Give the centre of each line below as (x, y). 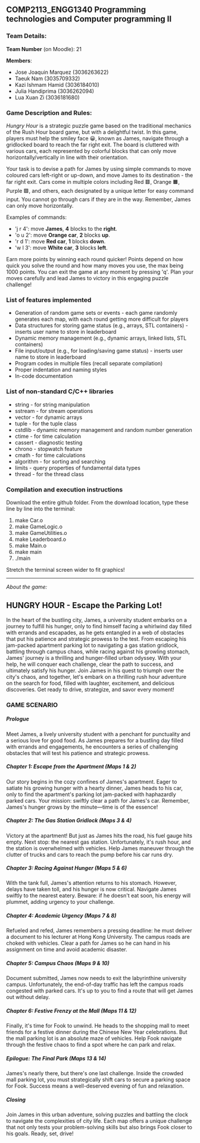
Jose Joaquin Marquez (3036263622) (62, 72)
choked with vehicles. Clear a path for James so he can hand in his (88, 943)
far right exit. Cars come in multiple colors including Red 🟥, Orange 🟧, (93, 181)
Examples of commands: (37, 217)
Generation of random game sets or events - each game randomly (96, 313)
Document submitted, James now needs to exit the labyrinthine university (96, 978)
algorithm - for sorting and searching (60, 461)
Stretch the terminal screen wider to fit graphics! (65, 569)
